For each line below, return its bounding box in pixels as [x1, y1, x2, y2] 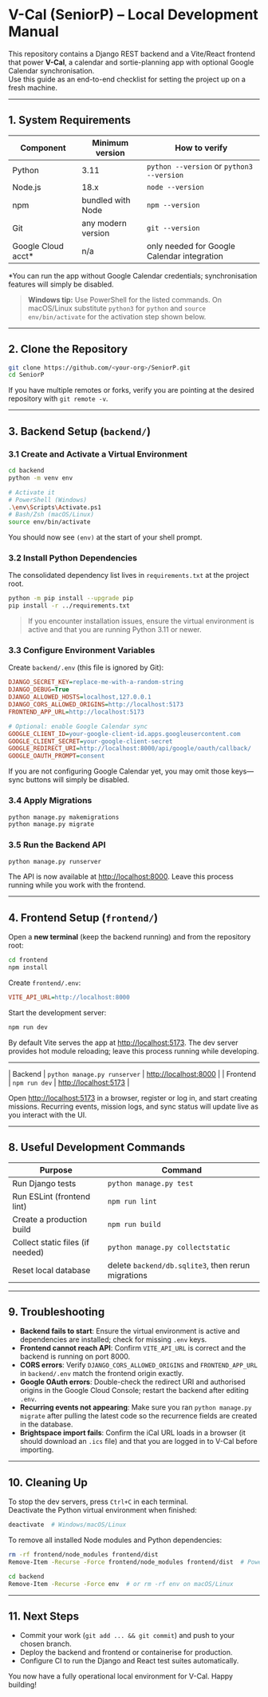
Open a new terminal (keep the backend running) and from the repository [8, 932, 251, 942]
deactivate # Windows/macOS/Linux [8, 1521, 127, 1529]
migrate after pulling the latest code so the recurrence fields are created [19, 1411, 258, 1421]
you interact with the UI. [8, 1110, 87, 1119]
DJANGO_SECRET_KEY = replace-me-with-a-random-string [8, 678, 183, 686]
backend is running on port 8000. [19, 1351, 131, 1362]
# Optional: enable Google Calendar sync [8, 722, 148, 730]
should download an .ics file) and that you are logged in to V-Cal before [19, 1437, 258, 1446]
